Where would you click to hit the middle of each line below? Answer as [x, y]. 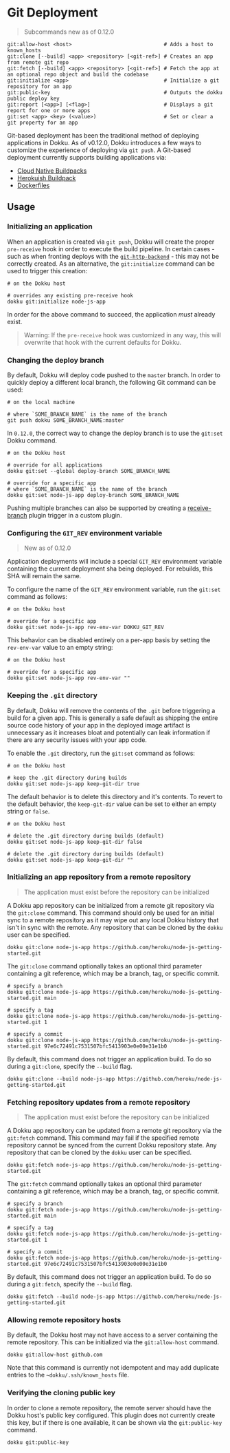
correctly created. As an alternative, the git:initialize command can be [111, 264]
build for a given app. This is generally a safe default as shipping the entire [113, 718]
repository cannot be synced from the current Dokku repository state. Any [112, 1145]
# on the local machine [41, 402]
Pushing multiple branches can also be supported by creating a [97, 508]
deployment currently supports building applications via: [87, 157]
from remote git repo [38, 62]
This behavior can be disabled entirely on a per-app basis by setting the [109, 640]
